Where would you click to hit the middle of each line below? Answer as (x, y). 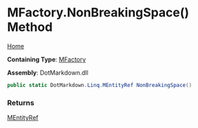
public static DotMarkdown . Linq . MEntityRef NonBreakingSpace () (100, 85)
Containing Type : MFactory (46, 59)
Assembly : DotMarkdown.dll (48, 73)
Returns (21, 103)
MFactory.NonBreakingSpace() (98, 13)
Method (30, 27)
